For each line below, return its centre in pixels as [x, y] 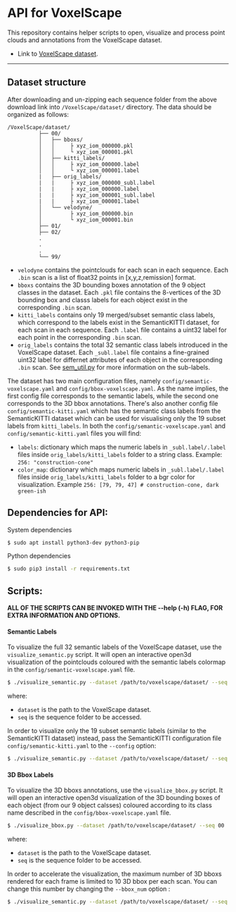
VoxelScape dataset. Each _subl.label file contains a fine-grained [113, 352]
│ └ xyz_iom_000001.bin [86, 220]
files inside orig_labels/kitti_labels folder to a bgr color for [106, 476]
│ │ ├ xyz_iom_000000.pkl [86, 146]
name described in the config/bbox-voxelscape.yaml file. [89, 813]
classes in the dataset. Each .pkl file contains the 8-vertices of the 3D [119, 292]
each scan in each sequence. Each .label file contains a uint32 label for [122, 330]
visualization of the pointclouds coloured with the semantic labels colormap [117, 662]
